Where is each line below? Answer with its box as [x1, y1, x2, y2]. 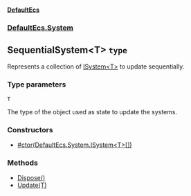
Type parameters [7, 80, 66, 89]
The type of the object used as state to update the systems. [7, 107, 178, 116]
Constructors [7, 125, 53, 134]
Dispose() [17, 174, 46, 182]
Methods [7, 158, 38, 168]
